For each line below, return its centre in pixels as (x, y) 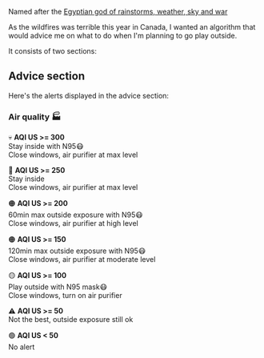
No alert (22, 347)
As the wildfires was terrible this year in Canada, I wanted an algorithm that (132, 27)
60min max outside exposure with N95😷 (76, 215)
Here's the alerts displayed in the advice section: (89, 95)
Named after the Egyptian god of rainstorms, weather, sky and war (118, 12)
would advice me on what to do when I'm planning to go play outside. (123, 36)
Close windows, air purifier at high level (73, 223)
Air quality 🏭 (35, 117)
